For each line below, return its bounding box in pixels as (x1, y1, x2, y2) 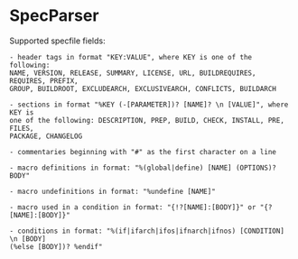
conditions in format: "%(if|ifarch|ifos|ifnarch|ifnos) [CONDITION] (17, 227, 284, 236)
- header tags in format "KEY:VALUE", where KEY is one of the (9, 52, 253, 61)
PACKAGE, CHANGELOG (9, 132, 83, 141)
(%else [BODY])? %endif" (9, 242, 103, 251)
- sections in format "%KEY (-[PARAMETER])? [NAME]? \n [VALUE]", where (9, 100, 289, 109)
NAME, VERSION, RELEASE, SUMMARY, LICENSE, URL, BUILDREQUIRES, (9, 69, 256, 78)
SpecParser (9, 5, 99, 26)
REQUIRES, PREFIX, (9, 76, 79, 86)
